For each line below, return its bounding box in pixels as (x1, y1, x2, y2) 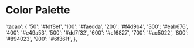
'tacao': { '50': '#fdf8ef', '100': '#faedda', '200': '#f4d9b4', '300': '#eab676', (5, 23, 189, 30)
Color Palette (5, 4, 70, 17)
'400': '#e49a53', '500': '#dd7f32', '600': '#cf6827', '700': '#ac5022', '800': (5, 29, 189, 36)
